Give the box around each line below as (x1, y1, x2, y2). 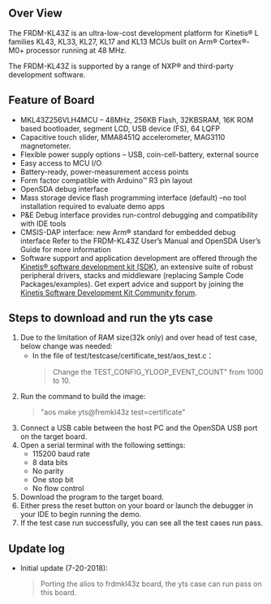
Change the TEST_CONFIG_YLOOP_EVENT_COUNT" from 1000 (52, 367, 264, 377)
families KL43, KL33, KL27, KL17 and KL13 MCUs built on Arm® (8, 37, 217, 46)
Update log (8, 541, 65, 555)
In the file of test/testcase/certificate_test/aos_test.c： (32, 351, 214, 361)
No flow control (32, 484, 84, 493)
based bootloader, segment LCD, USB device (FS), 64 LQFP (19, 124, 221, 133)
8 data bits (32, 458, 68, 467)
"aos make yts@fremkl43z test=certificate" (40, 407, 186, 417)
